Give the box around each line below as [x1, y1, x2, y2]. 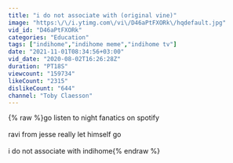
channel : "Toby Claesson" [8, 92, 93, 100]
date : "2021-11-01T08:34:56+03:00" [8, 48, 125, 56]
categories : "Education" [8, 33, 89, 42]
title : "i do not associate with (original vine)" [8, 11, 177, 20]
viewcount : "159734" [8, 70, 76, 78]
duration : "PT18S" [8, 63, 68, 71]
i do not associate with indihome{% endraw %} [8, 147, 161, 156]
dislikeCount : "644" [8, 84, 76, 92]
